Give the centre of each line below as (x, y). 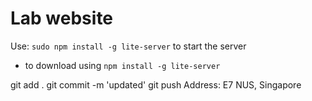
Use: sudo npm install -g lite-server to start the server (128, 46)
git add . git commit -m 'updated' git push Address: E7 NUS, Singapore (156, 84)
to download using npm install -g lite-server (122, 65)
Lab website (62, 18)
